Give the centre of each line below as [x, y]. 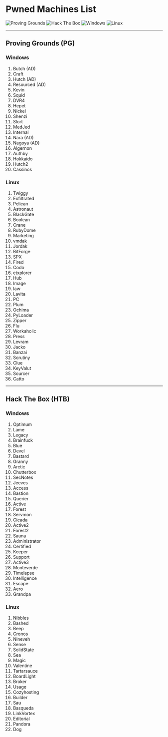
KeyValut [22, 368]
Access [21, 488]
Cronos [20, 634]
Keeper [20, 552]
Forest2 [21, 530]
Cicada [20, 520]
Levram [21, 342]
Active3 [21, 562]
